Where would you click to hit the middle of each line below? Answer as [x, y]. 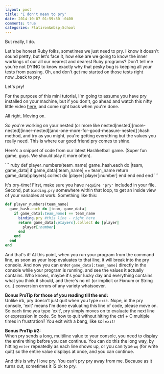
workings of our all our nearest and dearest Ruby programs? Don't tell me [79, 62]
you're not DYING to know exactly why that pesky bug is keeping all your [78, 67]
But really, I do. [20, 42]
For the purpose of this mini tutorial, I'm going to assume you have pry [76, 96]
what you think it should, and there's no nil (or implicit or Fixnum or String [79, 280]
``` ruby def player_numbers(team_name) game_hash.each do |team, [74, 165]
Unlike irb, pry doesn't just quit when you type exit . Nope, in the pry [74, 300]
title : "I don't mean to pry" [36, 14]
